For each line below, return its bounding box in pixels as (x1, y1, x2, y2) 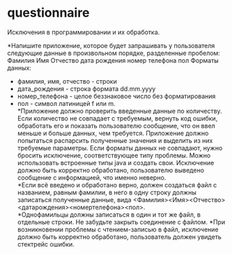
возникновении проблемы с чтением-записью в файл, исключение (17, 225, 219, 233)
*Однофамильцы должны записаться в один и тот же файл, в (17, 210, 201, 219)
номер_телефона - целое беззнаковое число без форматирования (17, 92, 216, 100)
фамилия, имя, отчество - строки (17, 77, 117, 85)
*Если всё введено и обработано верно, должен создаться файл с (17, 180, 217, 189)
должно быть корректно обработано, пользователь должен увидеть (17, 232, 222, 241)
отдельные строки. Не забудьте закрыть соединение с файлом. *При (17, 217, 225, 226)
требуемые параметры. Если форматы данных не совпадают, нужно (17, 144, 223, 152)
